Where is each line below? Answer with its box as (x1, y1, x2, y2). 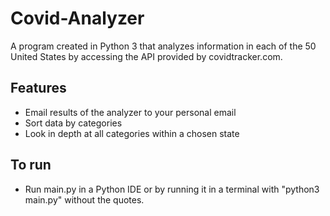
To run (10, 157, 52, 174)
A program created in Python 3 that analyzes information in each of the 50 (10, 40, 317, 52)
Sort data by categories (24, 117, 123, 129)
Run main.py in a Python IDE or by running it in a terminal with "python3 (24, 183, 320, 195)
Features (10, 80, 67, 97)
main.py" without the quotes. (24, 193, 145, 206)
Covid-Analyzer (10, 7, 145, 30)
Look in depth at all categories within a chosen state (24, 127, 240, 139)
